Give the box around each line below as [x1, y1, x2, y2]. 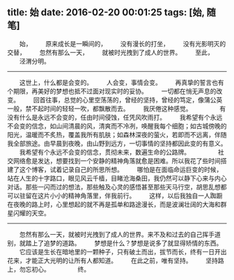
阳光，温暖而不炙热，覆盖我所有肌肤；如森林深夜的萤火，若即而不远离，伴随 [7, 130, 227, 139]
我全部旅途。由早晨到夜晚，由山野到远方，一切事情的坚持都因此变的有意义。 [7, 139, 227, 148]
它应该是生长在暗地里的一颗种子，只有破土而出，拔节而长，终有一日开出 [19, 247, 227, 256]
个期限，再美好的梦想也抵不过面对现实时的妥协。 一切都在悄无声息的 [7, 86, 217, 95]
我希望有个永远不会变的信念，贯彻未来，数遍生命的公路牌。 [19, 148, 190, 156]
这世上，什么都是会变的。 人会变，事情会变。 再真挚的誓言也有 [19, 78, 224, 86]
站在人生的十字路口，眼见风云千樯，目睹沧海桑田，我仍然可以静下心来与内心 [7, 173, 227, 182]
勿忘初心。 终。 [19, 265, 91, 273]
